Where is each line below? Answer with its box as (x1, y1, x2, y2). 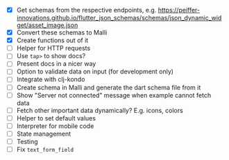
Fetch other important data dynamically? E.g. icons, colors (16, 106, 183, 114)
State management (16, 130, 71, 138)
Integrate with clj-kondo (16, 75, 85, 84)
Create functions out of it (16, 36, 89, 44)
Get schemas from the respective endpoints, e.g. (16, 6, 157, 14)
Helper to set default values (16, 114, 96, 122)
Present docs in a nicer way (16, 60, 96, 68)
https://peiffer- (158, 6, 201, 14)
